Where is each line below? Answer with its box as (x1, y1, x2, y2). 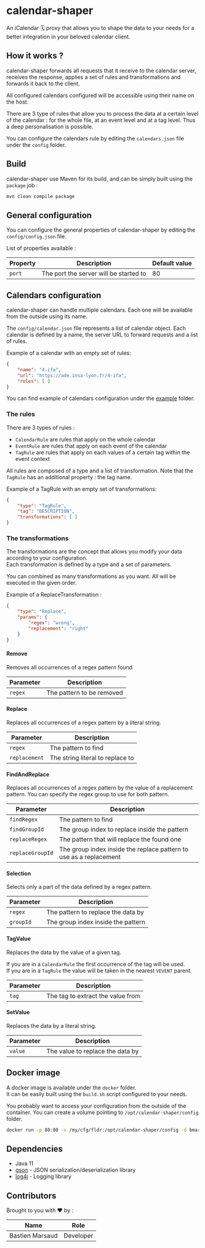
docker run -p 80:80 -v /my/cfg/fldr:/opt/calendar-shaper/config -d (6, 1127, 187, 1133)
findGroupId (9, 826, 45, 833)
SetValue (6, 1008, 31, 1016)
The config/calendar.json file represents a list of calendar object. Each (6, 324, 186, 332)
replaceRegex (9, 836, 48, 843)
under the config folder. (6, 141, 67, 148)
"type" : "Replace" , (17, 608, 67, 615)
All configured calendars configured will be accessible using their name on (6, 91, 194, 99)
